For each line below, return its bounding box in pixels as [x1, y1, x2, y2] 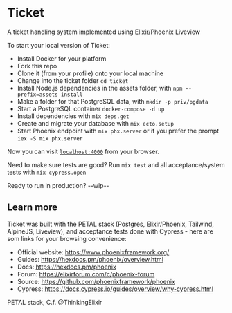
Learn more [7, 202, 58, 214]
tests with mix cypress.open [7, 168, 87, 176]
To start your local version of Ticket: [7, 41, 111, 49]
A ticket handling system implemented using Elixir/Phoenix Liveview [7, 28, 201, 36]
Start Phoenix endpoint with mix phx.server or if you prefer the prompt [17, 126, 220, 135]
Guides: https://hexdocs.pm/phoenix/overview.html [17, 255, 164, 263]
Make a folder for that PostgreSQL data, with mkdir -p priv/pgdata [17, 97, 208, 105]
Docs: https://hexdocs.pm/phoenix [17, 263, 116, 271]
